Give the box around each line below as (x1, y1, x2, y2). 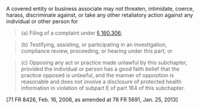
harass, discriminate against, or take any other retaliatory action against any (6, 11, 193, 19)
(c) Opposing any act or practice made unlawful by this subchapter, (20, 59, 187, 66)
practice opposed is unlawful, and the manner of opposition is (20, 72, 174, 78)
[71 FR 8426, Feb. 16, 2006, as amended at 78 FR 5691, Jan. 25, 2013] (6, 96, 178, 103)
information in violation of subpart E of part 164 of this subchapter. (20, 84, 186, 92)
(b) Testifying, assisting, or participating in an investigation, (20, 41, 168, 48)
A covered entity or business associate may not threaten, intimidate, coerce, (6, 5, 195, 12)
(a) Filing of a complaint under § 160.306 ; (20, 29, 123, 37)
